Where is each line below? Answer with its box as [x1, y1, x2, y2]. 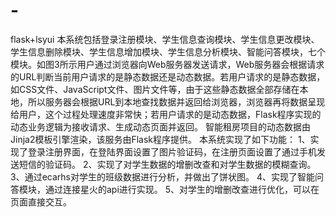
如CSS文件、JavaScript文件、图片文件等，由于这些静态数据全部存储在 [10, 83, 300, 95]
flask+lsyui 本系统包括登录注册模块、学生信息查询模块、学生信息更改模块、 [10, 33, 320, 45]
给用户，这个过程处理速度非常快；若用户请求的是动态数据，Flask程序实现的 [10, 108, 322, 120]
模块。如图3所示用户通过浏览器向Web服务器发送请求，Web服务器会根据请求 [10, 58, 325, 70]
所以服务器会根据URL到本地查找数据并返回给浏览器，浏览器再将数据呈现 [27, 95, 326, 108]
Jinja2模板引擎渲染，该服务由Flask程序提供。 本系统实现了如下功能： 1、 [10, 133, 311, 145]
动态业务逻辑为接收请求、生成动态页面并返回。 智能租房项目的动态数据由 [10, 120, 311, 133]
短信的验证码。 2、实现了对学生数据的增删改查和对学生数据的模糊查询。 [18, 158, 317, 170]
